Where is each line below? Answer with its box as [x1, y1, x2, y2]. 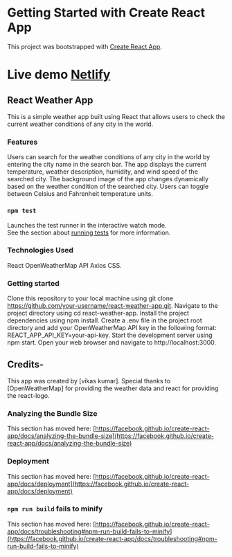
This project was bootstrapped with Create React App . [7, 42, 163, 51]
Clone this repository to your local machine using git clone [7, 294, 174, 302]
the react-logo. [7, 391, 50, 399]
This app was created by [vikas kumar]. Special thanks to [7, 376, 171, 385]
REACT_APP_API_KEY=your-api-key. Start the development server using [7, 331, 213, 340]
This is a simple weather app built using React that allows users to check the [7, 112, 225, 120]
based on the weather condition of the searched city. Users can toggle [7, 182, 209, 191]
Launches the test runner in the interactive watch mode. [7, 221, 168, 229]
